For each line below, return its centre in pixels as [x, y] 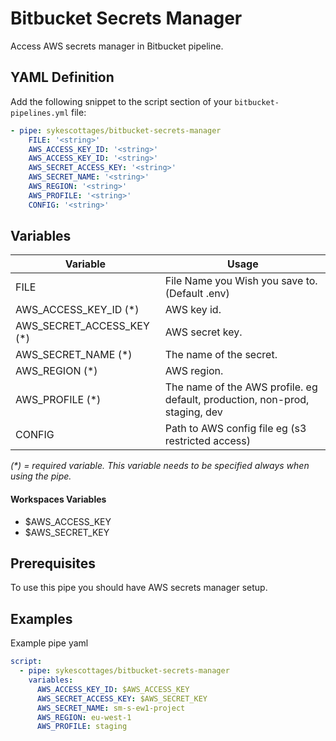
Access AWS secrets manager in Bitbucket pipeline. [117, 46]
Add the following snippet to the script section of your [121, 101]
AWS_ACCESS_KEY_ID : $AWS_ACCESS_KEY [113, 689]
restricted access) [207, 441]
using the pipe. [41, 476]
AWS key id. [193, 310]
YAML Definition [62, 77]
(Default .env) [197, 294]
